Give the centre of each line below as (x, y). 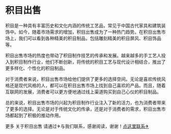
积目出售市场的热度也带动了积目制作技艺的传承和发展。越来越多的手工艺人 (83, 55)
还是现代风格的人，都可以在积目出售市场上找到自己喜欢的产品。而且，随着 (88, 85)
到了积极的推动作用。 (41, 115)
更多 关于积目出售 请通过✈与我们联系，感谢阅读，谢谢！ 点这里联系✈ (77, 126)
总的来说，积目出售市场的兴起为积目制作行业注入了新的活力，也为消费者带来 (85, 102)
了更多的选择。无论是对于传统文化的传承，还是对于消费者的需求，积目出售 (83, 109)
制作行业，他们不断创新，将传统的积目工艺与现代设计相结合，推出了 (94, 62)
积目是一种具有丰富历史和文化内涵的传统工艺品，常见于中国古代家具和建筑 (83, 25)
